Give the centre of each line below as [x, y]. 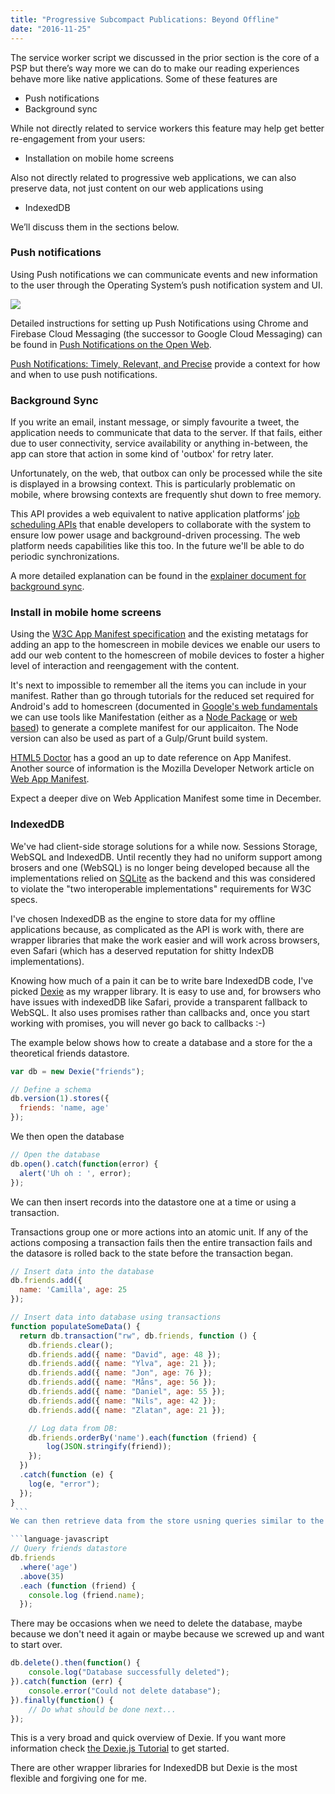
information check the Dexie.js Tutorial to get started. [120, 1748]
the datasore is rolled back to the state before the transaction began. [152, 1253]
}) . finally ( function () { [62, 1700]
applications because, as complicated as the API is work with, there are [157, 929]
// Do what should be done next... [102, 1709]
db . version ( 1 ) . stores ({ [60, 1099]
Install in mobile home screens [86, 613]
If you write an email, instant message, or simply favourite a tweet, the [155, 422]
